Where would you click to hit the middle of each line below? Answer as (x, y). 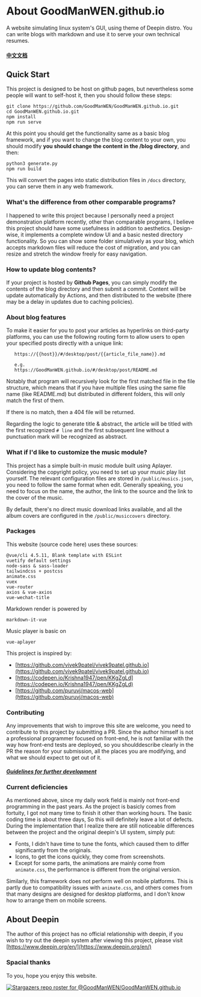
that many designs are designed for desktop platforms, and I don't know (96, 894)
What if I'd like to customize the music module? (77, 452)
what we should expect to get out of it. (54, 758)
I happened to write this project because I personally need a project (90, 215)
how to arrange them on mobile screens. (57, 901)
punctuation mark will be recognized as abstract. (67, 437)
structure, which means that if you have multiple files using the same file (96, 388)
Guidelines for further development (51, 771)
